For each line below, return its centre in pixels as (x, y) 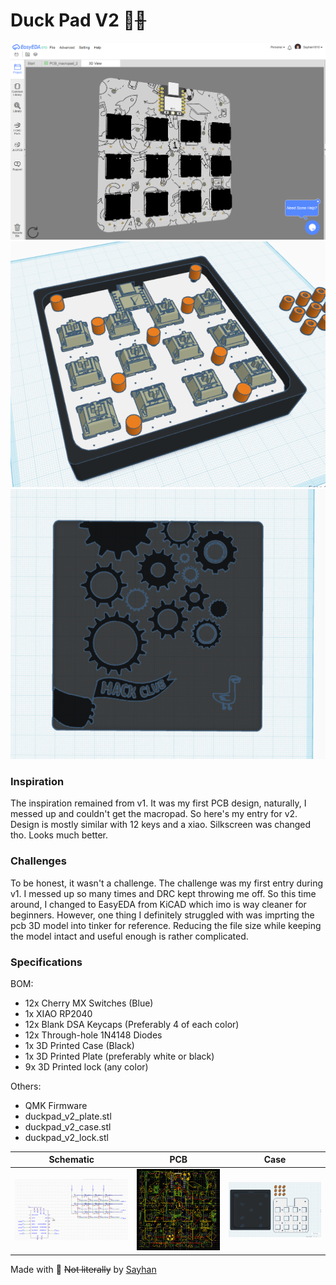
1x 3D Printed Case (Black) (79, 1045)
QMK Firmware (56, 1105)
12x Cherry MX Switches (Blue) (89, 1003)
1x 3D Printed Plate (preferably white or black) (119, 1056)
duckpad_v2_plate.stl (68, 1116)
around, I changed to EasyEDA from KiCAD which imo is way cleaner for (158, 904)
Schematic (71, 1160)
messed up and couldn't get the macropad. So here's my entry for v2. (154, 814)
